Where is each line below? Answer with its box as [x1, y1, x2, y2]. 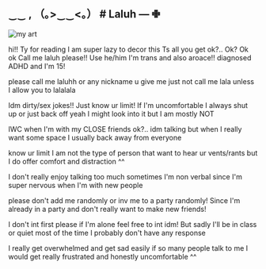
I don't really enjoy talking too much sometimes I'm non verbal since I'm [8, 171, 243, 181]
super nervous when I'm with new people [8, 180, 143, 190]
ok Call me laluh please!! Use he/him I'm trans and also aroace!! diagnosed [8, 52, 252, 62]
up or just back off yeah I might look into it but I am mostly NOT [8, 109, 215, 118]
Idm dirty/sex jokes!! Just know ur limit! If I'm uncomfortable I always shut [8, 100, 248, 110]
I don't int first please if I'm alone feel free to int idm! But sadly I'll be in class [8, 219, 257, 229]
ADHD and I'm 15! [8, 61, 66, 71]
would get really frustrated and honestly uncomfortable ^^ [8, 252, 197, 261]
